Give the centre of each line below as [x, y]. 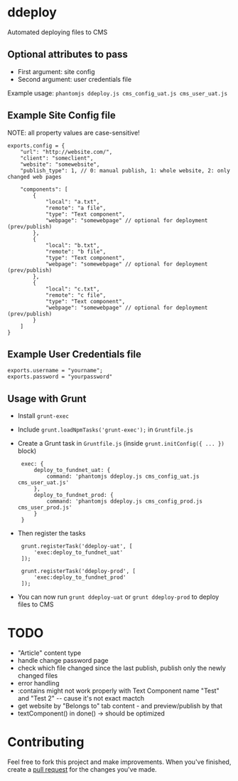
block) [27, 451]
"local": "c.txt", [72, 289]
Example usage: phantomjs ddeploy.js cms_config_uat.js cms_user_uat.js [118, 93]
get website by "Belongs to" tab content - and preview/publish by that [120, 706]
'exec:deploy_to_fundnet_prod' [80, 577]
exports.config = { [36, 146]
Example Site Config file [61, 116]
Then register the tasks [52, 533]
